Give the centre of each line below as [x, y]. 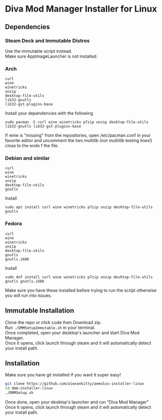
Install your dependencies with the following [49, 113]
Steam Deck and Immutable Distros [47, 41]
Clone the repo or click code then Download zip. [53, 322]
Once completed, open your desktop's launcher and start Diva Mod [72, 332]
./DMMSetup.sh [19, 393]
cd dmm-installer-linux [29, 389]
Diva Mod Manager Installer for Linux [81, 9]
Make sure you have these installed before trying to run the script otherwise [81, 290]
